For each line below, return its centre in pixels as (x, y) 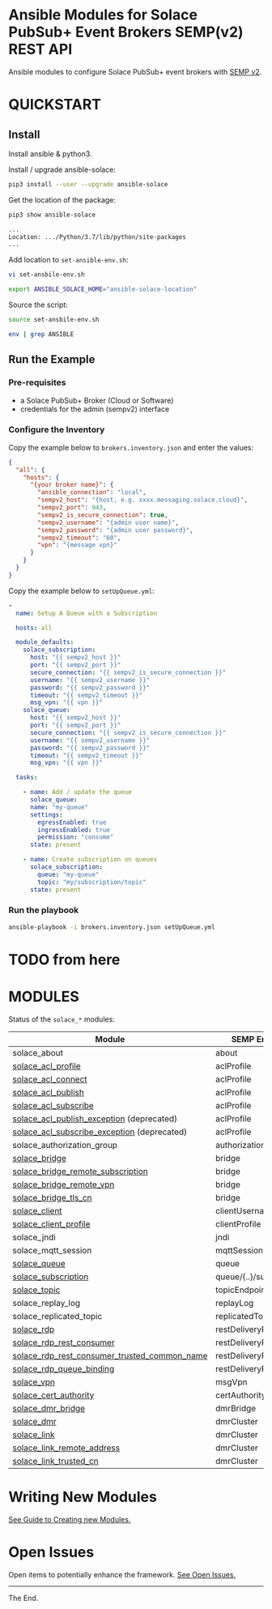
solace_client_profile (51, 1223)
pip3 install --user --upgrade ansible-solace (88, 184)
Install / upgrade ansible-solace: (62, 169)
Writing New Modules (83, 1497)
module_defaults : (45, 642)
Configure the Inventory (57, 429)
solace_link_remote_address (66, 1448)
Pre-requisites (37, 382)
